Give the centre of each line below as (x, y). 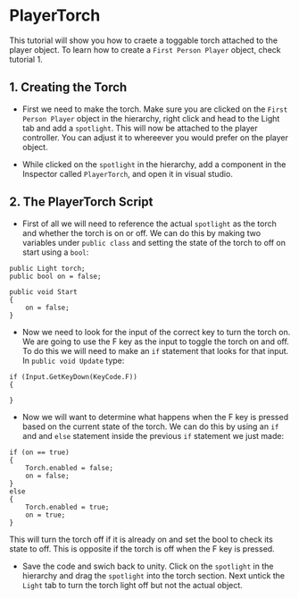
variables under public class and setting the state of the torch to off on (154, 242)
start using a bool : (55, 252)
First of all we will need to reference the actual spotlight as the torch (149, 224)
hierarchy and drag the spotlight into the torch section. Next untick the (154, 575)
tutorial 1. (26, 59)
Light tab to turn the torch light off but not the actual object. (132, 585)
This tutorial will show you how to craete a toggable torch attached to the (144, 40)
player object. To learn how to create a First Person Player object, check (145, 49)
